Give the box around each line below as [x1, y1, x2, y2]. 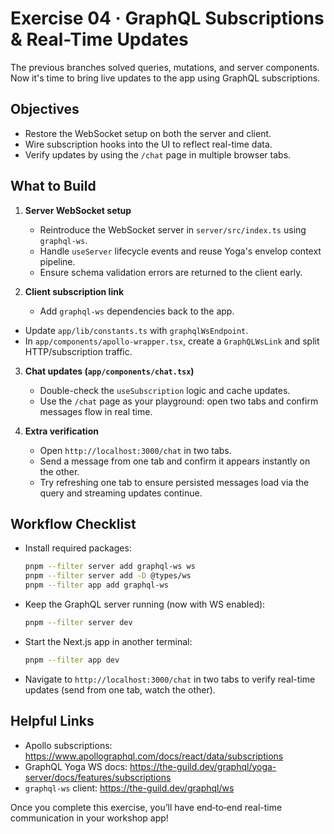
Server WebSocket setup [24, 204, 132, 216]
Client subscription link [24, 285, 125, 297]
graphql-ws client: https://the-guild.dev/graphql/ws [24, 782, 235, 794]
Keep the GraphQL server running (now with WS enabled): [24, 598, 266, 610]
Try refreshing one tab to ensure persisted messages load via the [39, 476, 310, 488]
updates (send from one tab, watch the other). [24, 683, 216, 696]
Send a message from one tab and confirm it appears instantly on [39, 455, 311, 467]
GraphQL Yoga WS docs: [24, 760, 128, 772]
